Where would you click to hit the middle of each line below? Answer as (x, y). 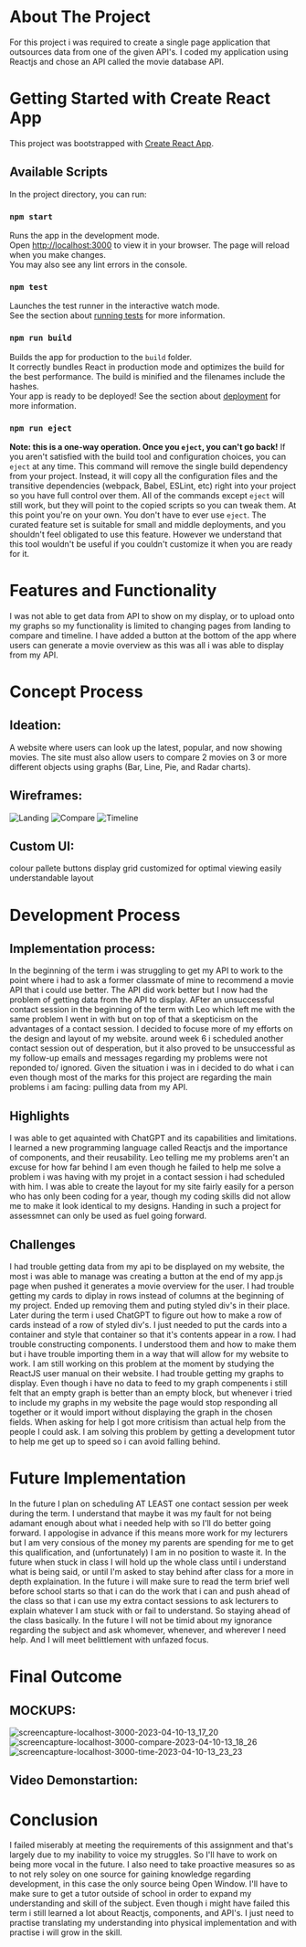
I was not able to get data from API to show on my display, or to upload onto (152, 615)
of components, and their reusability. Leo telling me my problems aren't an (149, 1158)
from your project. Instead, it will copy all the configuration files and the (144, 476)
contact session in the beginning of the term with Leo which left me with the (152, 1010)
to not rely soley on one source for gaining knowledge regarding (130, 1874)
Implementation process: (83, 949)
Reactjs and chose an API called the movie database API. (117, 61)
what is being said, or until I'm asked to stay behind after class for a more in (152, 1572)
